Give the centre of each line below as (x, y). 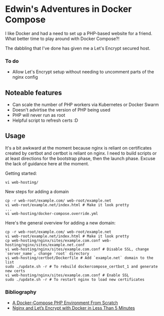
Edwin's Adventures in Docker (68, 9)
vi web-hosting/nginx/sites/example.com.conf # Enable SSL (67, 275)
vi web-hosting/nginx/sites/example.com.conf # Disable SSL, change (77, 249)
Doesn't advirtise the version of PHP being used (61, 110)
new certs (15, 271)
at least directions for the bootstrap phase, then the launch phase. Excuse (80, 158)
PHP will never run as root (39, 115)
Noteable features (34, 93)
